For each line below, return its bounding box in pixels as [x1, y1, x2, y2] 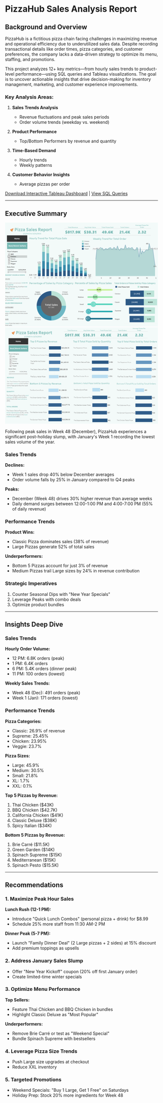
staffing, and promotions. [5, 57, 56, 62]
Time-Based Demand [12, 148, 56, 154]
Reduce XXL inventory [12, 1064, 57, 1070]
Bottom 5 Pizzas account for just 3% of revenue [12, 563, 108, 569]
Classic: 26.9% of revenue [12, 728, 65, 733]
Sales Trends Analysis [12, 105, 58, 111]
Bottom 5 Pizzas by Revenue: [5, 832, 65, 838]
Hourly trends [19, 157, 47, 163]
